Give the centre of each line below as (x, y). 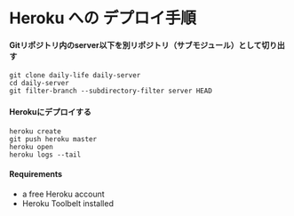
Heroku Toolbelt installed (68, 203)
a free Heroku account (63, 194)
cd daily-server (39, 84)
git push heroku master (53, 139)
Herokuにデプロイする (50, 111)
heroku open (31, 147)
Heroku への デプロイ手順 (103, 18)
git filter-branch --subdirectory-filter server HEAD (111, 91)
